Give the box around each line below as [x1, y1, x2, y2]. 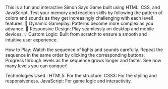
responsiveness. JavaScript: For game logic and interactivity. [5, 78, 132, 84]
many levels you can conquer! [5, 63, 68, 69]
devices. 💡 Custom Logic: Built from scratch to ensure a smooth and [5, 31, 147, 37]
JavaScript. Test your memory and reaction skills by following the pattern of [5, 10, 163, 16]
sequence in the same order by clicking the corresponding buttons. [5, 52, 145, 58]
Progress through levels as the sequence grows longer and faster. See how [5, 58, 161, 63]
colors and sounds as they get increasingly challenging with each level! [5, 15, 154, 21]
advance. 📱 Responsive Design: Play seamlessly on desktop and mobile [5, 26, 154, 32]
